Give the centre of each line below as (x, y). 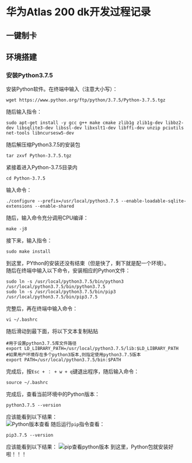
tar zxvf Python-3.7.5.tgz (39, 156)
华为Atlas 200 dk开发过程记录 (78, 12)
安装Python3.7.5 (30, 75)
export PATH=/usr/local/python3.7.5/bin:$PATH (64, 360)
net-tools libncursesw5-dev (40, 133)
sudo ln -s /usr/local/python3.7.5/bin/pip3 (61, 292)
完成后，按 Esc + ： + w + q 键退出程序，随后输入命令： (73, 372)
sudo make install (28, 252)
